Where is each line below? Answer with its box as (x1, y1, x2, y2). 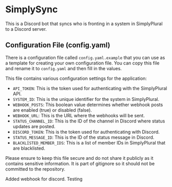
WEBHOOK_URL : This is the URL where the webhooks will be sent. (12, 112, 145, 118)
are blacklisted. (12, 145, 45, 151)
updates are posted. (12, 123, 55, 129)
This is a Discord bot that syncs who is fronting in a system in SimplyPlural (5, 20, 163, 27)
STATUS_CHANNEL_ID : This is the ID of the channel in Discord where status (12, 118, 165, 124)
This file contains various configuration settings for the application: (5, 75, 147, 81)
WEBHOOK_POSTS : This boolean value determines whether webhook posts (12, 101, 163, 108)
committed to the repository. (5, 165, 66, 172)
